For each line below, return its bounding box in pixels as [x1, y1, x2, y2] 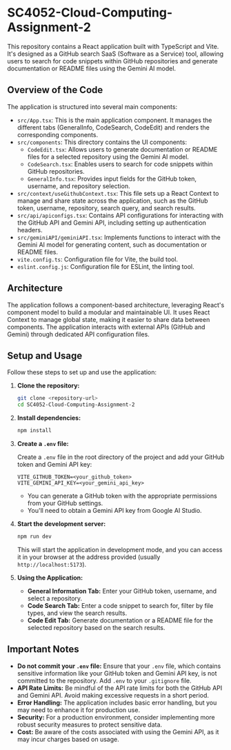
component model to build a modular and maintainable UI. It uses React [7, 308, 210, 316]
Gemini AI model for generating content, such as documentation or [17, 240, 208, 249]
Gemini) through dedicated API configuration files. [7, 330, 150, 338]
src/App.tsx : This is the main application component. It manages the [17, 116, 212, 124]
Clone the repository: [17, 381, 80, 390]
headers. [17, 225, 43, 234]
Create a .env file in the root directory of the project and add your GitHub [17, 453, 225, 461]
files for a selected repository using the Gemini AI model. [27, 152, 190, 161]
